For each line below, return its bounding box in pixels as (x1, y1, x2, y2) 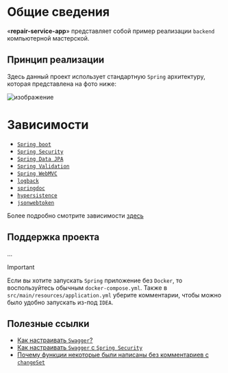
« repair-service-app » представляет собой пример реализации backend (7, 27, 215, 35)
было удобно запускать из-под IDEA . (7, 298, 114, 306)
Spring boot (16, 141, 51, 148)
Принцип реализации (7, 54, 105, 66)
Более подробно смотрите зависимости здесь (7, 211, 144, 220)
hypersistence (16, 192, 58, 199)
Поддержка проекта (7, 231, 100, 243)
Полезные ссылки (7, 317, 90, 330)
